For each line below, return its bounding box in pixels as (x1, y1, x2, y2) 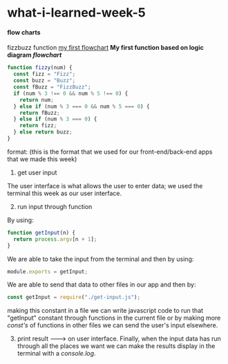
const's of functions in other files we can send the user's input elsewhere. (7, 321, 218, 329)
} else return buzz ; (13, 129, 73, 136)
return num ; (19, 96, 54, 103)
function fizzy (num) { (7, 64, 73, 71)
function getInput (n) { (7, 229, 76, 236)
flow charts (7, 28, 41, 36)
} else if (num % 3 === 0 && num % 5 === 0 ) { (13, 102, 150, 110)
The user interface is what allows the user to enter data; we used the (7, 181, 203, 190)
